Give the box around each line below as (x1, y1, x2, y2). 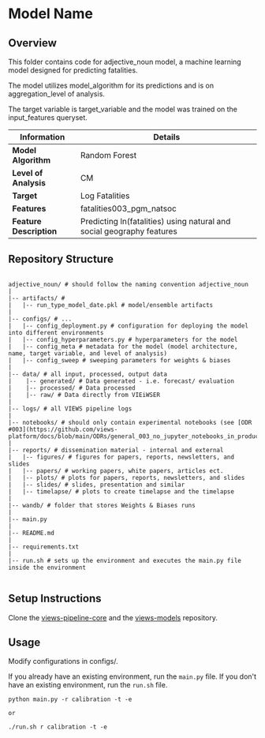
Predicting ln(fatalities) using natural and (80, 216, 231, 227)
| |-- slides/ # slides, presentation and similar (8, 481, 185, 489)
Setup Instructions (8, 592, 102, 605)
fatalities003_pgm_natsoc (80, 203, 177, 214)
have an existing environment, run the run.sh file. (8, 680, 168, 690)
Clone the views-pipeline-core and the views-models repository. (8, 613, 218, 622)
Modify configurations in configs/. (8, 657, 118, 666)
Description (12, 226, 58, 237)
